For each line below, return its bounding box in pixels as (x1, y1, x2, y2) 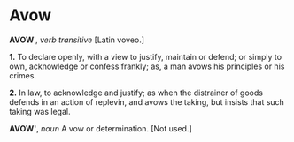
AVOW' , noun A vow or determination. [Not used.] (9, 123, 192, 133)
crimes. (9, 70, 37, 80)
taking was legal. (9, 106, 71, 116)
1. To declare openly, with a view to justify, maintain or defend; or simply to (9, 51, 282, 62)
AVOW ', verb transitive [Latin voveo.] (9, 34, 144, 45)
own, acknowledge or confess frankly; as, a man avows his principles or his (9, 61, 285, 71)
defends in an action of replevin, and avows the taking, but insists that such (9, 96, 285, 107)
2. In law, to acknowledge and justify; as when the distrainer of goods (9, 87, 264, 98)
